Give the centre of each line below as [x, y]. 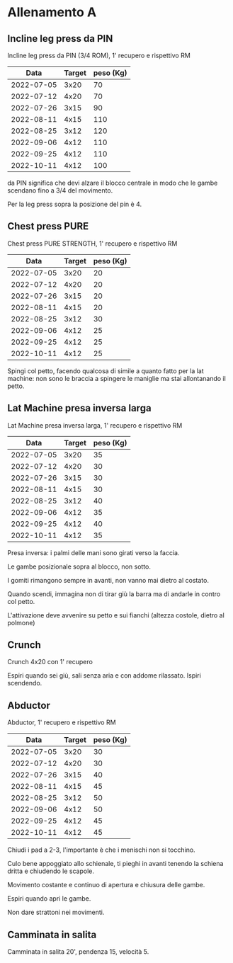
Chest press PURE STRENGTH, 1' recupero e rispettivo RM [92, 243]
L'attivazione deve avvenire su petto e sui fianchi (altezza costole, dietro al [116, 615]
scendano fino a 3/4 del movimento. [60, 190]
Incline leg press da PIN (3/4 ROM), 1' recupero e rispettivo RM [99, 55]
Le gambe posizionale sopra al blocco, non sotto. [79, 566]
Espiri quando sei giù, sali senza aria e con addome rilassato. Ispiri [104, 676]
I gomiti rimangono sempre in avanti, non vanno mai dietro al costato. [108, 580]
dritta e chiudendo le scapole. [51, 871]
